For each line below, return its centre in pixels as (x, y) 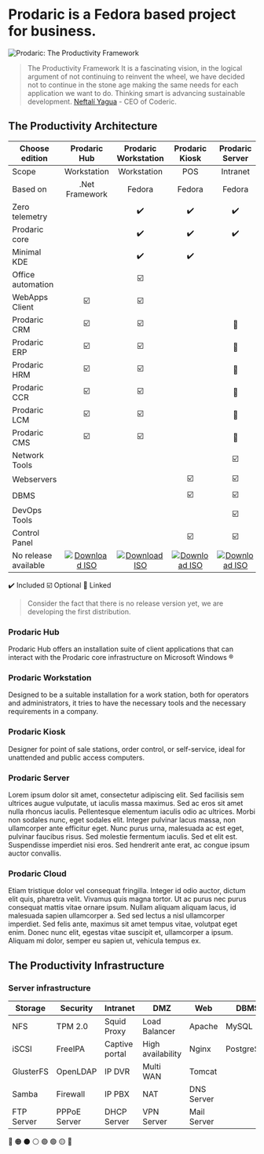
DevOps (27, 510)
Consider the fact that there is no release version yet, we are (125, 603)
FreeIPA (70, 1049)
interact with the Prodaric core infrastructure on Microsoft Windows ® (121, 658)
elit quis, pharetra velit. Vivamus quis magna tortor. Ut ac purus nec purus (127, 899)
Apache (203, 1026)
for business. (52, 31)
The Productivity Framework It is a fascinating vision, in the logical (135, 68)
